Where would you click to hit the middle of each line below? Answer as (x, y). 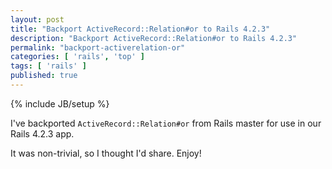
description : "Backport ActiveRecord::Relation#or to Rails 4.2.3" (154, 38)
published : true (44, 76)
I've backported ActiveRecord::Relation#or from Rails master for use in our (166, 123)
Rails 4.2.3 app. (42, 133)
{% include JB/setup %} (60, 103)
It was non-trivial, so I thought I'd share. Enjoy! (106, 153)
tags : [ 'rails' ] (48, 66)
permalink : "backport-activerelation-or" (98, 47)
